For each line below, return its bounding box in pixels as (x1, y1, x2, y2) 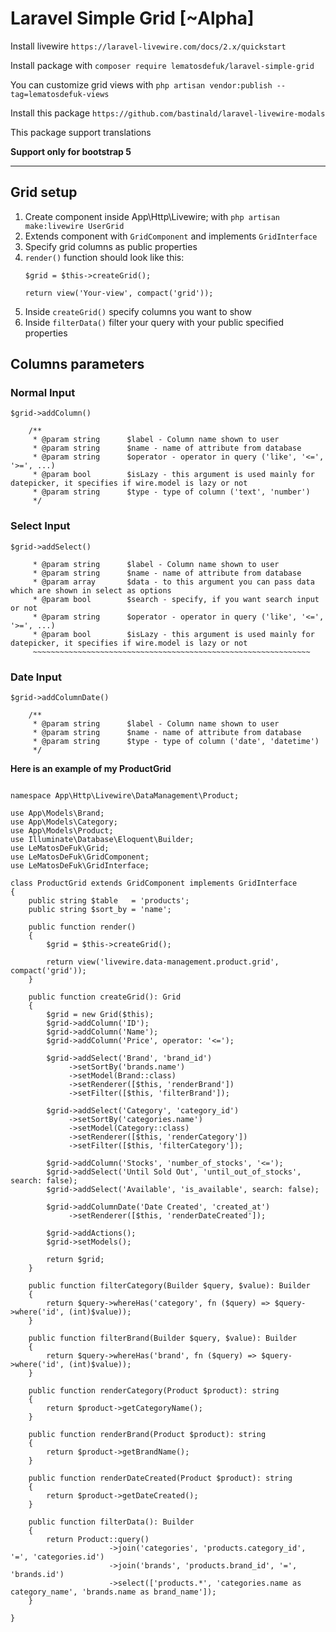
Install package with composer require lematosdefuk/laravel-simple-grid (10, 59, 315, 71)
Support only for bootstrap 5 (10, 145, 132, 157)
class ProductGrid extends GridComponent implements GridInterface (10, 878, 298, 889)
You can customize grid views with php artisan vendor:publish (10, 78, 273, 91)
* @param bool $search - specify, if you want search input (32, 594, 320, 604)
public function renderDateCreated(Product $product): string (28, 1473, 293, 1484)
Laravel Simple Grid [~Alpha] (10, 7, 255, 30)
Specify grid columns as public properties (24, 240, 198, 252)
